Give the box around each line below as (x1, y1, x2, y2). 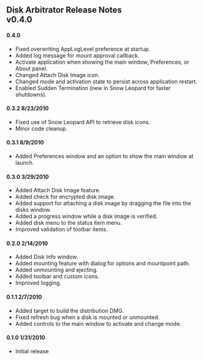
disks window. (15, 206, 51, 214)
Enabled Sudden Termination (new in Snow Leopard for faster (15, 84, 171, 91)
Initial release (15, 347, 49, 354)
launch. (15, 159, 34, 166)
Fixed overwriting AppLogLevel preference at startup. (15, 45, 150, 53)
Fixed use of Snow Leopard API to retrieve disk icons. (15, 118, 150, 126)
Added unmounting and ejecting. (15, 266, 98, 274)
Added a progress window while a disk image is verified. (15, 212, 158, 220)
